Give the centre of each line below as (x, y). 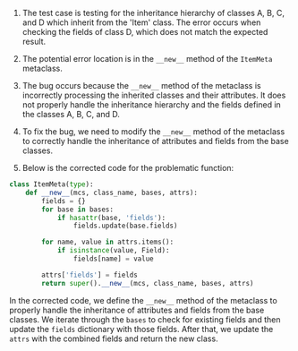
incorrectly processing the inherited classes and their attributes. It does (154, 95)
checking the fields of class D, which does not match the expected (145, 32)
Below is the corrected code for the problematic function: (128, 168)
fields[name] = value (113, 259)
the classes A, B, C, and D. (71, 114)
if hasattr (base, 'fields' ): (111, 218)
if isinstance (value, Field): (113, 251)
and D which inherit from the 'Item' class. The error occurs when (141, 22)
